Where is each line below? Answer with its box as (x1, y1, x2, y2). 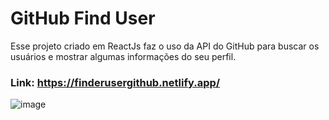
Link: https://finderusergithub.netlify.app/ (10, 75, 221, 89)
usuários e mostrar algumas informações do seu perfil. (10, 50, 237, 62)
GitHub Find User (10, 7, 156, 30)
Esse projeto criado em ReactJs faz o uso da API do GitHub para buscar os (10, 40, 320, 52)
